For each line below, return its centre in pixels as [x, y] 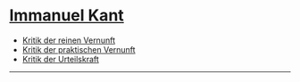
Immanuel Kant [67, 16]
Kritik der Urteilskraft [61, 59]
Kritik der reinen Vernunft [69, 40]
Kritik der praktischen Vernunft [79, 49]
